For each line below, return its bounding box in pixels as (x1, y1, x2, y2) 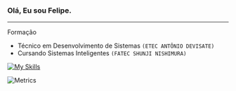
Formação (7, 28, 37, 36)
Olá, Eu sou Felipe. (7, 6, 72, 15)
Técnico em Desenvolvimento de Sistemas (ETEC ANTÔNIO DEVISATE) (17, 41, 215, 50)
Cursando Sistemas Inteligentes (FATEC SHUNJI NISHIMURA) (17, 49, 188, 57)
